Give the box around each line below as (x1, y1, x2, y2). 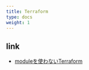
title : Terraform (6, 8, 49, 15)
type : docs (6, 14, 33, 20)
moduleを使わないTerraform (14, 58, 83, 65)
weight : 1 (6, 19, 30, 25)
